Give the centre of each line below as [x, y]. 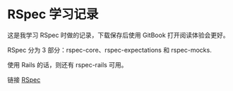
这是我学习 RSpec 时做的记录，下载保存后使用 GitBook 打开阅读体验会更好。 [118, 35]
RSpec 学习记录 [53, 14]
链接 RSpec [24, 79]
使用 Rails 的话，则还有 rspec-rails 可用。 [67, 64]
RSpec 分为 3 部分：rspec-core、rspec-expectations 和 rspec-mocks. [109, 50]
